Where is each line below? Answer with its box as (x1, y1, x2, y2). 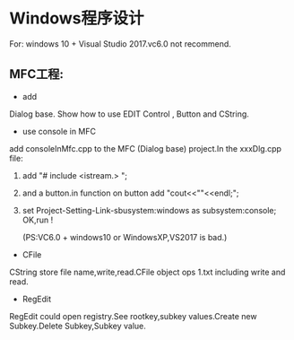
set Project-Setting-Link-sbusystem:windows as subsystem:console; (22, 205, 277, 215)
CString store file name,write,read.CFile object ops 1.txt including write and (9, 266, 286, 277)
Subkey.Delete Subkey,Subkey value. (9, 320, 146, 331)
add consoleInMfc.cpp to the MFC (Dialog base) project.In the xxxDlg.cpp (9, 143, 282, 153)
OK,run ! (22, 214, 54, 225)
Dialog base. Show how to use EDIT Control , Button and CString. (9, 109, 249, 119)
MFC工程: (9, 66, 65, 82)
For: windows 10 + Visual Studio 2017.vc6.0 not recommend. (9, 38, 231, 49)
